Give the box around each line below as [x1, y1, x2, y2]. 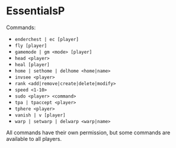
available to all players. [6, 135, 62, 142]
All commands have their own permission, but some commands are [6, 129, 171, 136]
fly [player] [14, 43, 47, 49]
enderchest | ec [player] [14, 36, 79, 42]
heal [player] [14, 61, 50, 68]
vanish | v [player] [14, 112, 66, 118]
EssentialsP [6, 4, 65, 18]
